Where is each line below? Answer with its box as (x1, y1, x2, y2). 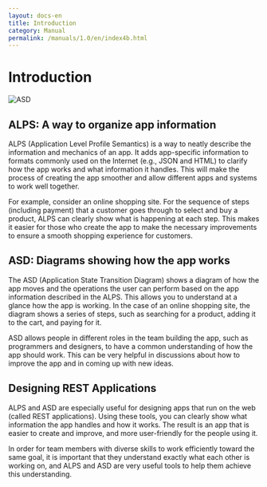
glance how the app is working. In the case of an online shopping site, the (8, 300, 251, 310)
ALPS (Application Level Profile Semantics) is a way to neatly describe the (8, 139, 252, 148)
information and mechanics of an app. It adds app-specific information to (8, 148, 249, 156)
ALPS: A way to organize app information (8, 117, 217, 132)
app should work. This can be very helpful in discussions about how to (8, 350, 241, 359)
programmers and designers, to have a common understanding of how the (8, 341, 253, 351)
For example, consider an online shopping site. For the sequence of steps (8, 197, 249, 206)
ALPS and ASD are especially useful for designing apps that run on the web (8, 402, 257, 412)
